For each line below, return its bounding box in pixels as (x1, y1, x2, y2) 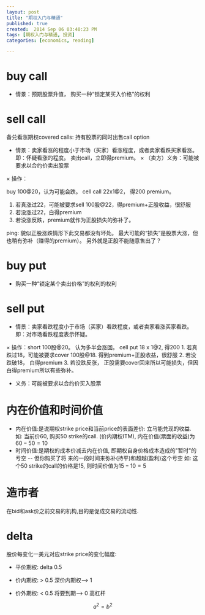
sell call (6, 112, 46, 126)
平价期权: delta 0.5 (15, 563, 62, 571)
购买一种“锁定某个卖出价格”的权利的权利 (15, 280, 117, 287)
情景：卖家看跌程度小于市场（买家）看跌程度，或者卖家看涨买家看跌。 (15, 323, 193, 330)
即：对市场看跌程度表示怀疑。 (15, 330, 91, 338)
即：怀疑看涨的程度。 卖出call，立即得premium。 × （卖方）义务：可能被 (15, 154, 199, 161)
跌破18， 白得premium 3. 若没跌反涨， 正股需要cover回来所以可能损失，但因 (6, 358, 199, 366)
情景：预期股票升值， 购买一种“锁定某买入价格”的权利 (15, 90, 151, 98)
